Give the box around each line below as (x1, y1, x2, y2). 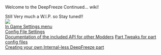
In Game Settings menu (5, 24, 53, 29)
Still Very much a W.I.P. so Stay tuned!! (5, 14, 83, 19)
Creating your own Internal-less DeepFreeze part (5, 44, 105, 50)
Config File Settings (5, 29, 45, 35)
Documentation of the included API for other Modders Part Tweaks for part (5, 34, 157, 39)
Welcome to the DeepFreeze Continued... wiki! (5, 4, 99, 10)
